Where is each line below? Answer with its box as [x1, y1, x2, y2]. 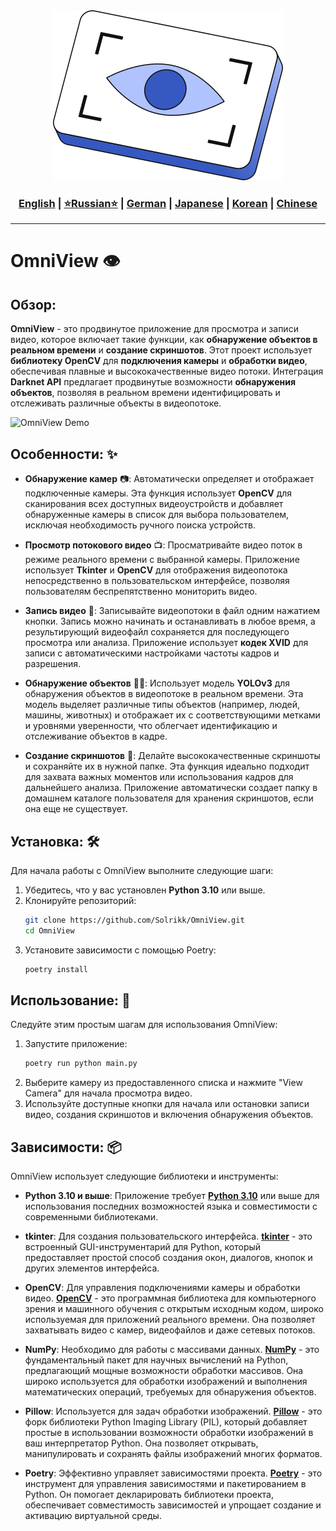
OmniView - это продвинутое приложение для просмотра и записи [10, 323, 299, 335]
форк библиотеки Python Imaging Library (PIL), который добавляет [24, 1416, 308, 1428]
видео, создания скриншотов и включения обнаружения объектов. [24, 1109, 314, 1121]
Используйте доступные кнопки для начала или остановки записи [24, 1098, 310, 1110]
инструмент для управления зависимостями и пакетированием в [24, 1478, 307, 1490]
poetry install [24, 964, 89, 974]
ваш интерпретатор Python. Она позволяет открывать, [24, 1437, 259, 1449]
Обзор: [10, 296, 57, 313]
